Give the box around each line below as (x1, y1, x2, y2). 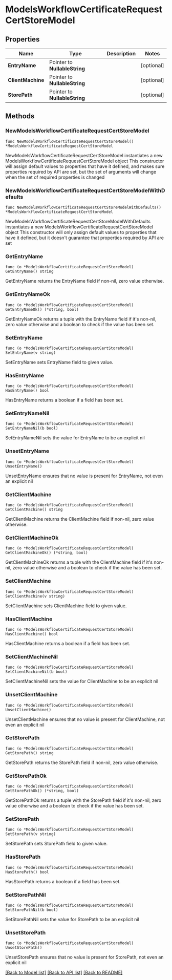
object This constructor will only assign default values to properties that (5, 229, 157, 235)
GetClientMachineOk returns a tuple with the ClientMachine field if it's (5, 559, 153, 565)
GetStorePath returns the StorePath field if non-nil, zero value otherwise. (5, 759, 159, 765)
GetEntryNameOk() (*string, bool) (5, 307, 79, 312)
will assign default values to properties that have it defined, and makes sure (5, 163, 165, 169)
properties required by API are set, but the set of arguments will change (5, 168, 157, 175)
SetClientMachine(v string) (5, 593, 66, 599)
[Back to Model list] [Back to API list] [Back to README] (5, 969, 123, 976)
